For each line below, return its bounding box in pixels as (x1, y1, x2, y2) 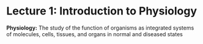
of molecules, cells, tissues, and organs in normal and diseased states (6, 30, 183, 37)
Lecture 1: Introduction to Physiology (6, 4, 197, 18)
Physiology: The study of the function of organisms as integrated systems (6, 24, 194, 31)
